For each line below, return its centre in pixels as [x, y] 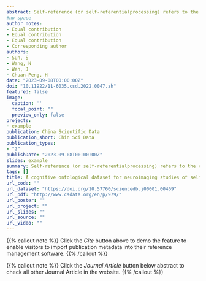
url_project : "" [27, 206]
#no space [19, 18]
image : [15, 98]
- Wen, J [17, 69]
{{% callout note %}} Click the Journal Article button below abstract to [95, 265]
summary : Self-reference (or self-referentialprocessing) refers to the [101, 166]
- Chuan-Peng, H [27, 75]
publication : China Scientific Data [53, 132]
